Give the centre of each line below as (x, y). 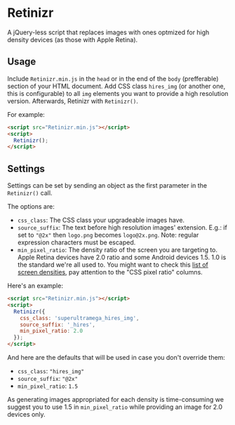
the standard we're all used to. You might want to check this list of (113, 265)
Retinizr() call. (30, 193)
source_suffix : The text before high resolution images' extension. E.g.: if (122, 228)
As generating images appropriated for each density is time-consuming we (116, 400)
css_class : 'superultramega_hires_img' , (80, 318)
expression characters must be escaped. (76, 242)
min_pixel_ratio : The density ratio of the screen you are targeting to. (117, 250)
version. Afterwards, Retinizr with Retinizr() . (73, 101)
